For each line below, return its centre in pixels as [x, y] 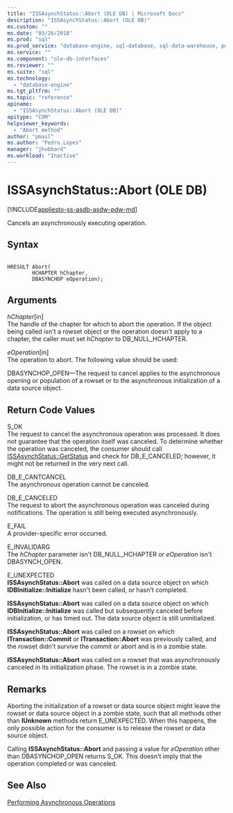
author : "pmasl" [31, 136]
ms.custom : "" [28, 26]
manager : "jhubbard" [37, 149]
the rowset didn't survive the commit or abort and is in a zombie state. [107, 646]
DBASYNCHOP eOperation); [68, 279]
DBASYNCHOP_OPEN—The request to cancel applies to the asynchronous [114, 373]
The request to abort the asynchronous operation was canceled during [108, 505]
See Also [27, 786]
